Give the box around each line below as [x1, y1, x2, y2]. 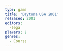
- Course [9, 39, 27, 44]
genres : [5, 34, 21, 39]
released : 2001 [5, 16, 36, 21]
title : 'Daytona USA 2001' [5, 12, 59, 17]
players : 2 [5, 30, 27, 34]
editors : [5, 20, 23, 26]
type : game [5, 7, 27, 12]
